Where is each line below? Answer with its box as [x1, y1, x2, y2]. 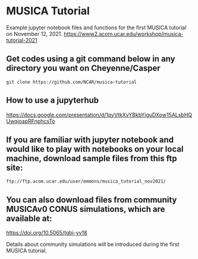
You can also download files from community [6, 195, 177, 205]
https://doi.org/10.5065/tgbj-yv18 [6, 229, 87, 236]
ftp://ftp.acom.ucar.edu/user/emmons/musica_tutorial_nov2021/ [6, 178, 166, 184]
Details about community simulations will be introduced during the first [6, 240, 180, 248]
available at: [6, 213, 52, 223]
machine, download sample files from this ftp [6, 153, 177, 164]
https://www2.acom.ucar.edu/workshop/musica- [64, 30, 184, 37]
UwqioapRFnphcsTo [6, 118, 55, 125]
